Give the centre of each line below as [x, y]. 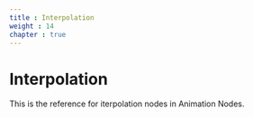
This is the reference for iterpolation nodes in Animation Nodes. [127, 104]
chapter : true [38, 34]
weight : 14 [32, 26]
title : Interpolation [52, 18]
